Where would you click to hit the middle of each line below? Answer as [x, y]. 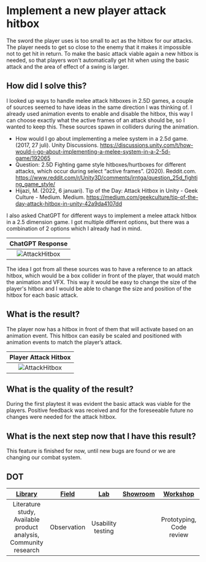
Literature [27, 504]
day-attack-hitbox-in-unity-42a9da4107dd [69, 203]
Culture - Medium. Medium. [50, 197]
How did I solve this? [47, 86]
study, [26, 512]
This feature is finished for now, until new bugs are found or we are [91, 451]
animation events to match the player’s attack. [64, 342]
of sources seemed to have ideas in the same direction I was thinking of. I [99, 107]
